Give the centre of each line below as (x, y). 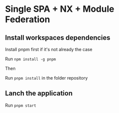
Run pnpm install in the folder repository (47, 78)
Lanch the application (39, 94)
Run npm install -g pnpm (31, 59)
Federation (28, 19)
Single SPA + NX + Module (60, 9)
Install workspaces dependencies (58, 38)
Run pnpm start (21, 105)
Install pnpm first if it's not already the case (49, 49)
